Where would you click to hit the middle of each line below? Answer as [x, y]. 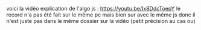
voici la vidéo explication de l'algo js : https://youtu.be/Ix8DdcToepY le [94, 9]
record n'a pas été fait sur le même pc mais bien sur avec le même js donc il [101, 15]
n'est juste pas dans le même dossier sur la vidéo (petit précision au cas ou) [101, 21]
